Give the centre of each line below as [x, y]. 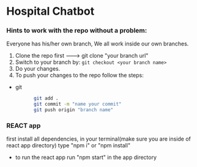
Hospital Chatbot [50, 11]
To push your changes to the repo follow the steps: [79, 76]
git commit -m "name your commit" [77, 104]
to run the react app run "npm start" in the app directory [86, 157]
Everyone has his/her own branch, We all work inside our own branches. [98, 44]
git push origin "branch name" [73, 110]
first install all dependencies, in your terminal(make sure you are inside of [99, 139]
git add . [46, 99]
